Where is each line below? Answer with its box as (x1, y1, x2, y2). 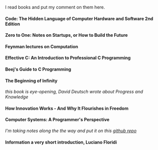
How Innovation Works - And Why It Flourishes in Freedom (5, 105, 129, 111)
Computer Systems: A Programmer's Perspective (5, 117, 110, 123)
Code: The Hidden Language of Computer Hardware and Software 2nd (5, 15, 154, 21)
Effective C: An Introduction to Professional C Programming (5, 55, 131, 61)
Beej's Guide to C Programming (5, 66, 71, 72)
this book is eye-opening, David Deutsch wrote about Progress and (5, 89, 143, 95)
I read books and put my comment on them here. (5, 4, 105, 10)
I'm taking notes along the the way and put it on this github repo (5, 128, 137, 134)
